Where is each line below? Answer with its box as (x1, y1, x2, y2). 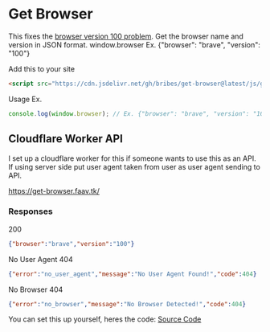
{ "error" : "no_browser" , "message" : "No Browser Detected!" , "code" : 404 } (8, 300, 247, 308)
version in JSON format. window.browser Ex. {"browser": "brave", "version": (8, 39, 261, 49)
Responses (8, 206, 54, 217)
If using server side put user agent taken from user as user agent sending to (8, 162, 261, 171)
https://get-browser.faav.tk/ (8, 186, 100, 195)
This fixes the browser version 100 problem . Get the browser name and (8, 31, 243, 41)
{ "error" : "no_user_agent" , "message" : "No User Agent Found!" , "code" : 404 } (8, 270, 257, 278)
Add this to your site (8, 64, 75, 73)
